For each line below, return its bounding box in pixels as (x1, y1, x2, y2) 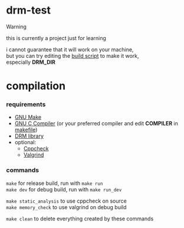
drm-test (6, 4, 51, 17)
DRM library (14, 132, 44, 139)
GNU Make (14, 113, 42, 121)
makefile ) (14, 126, 38, 133)
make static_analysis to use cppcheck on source (6, 197, 127, 204)
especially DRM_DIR (6, 58, 56, 66)
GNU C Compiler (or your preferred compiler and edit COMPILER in (14, 120, 178, 127)
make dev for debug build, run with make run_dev (6, 185, 122, 193)
